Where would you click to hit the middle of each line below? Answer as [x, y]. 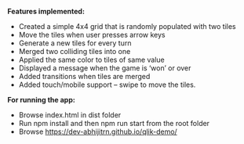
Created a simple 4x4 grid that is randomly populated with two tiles [127, 26]
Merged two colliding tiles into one [75, 51]
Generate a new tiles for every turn [75, 43]
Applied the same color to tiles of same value [92, 59]
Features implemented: [46, 11]
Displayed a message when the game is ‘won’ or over [105, 68]
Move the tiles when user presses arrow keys [92, 35]
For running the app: [41, 100]
